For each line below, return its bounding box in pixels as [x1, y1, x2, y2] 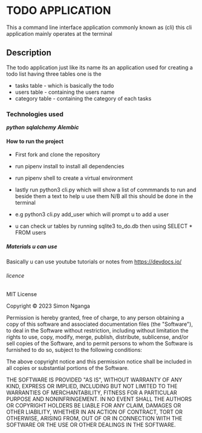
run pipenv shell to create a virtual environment [15, 174, 133, 182]
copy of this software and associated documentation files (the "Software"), [6, 320, 194, 328]
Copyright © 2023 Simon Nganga [6, 302, 91, 309]
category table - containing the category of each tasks [15, 94, 152, 102]
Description [6, 48, 51, 58]
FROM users [15, 229, 47, 236]
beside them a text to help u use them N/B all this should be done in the [15, 193, 194, 200]
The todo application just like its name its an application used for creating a [6, 64, 194, 71]
